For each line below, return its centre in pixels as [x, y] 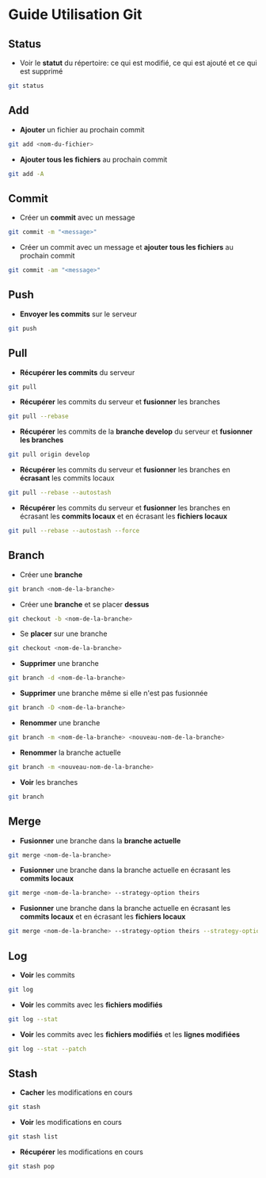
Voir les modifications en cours [71, 1123]
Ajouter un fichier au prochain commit [82, 129]
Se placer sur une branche [63, 634]
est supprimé [41, 71]
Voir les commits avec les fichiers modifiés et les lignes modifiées [129, 1034]
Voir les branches [49, 782]
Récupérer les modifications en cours [82, 1152]
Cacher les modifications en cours [76, 1092]
